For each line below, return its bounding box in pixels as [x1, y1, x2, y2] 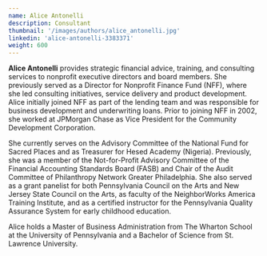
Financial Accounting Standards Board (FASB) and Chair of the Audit [8, 164, 233, 174]
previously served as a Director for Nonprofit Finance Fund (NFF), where [8, 81, 248, 90]
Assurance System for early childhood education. [8, 206, 172, 216]
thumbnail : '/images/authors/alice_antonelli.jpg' [8, 26, 181, 34]
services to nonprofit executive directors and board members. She [8, 72, 228, 82]
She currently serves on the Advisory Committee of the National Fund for [8, 138, 249, 148]
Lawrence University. [8, 239, 78, 249]
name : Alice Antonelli [8, 11, 84, 20]
